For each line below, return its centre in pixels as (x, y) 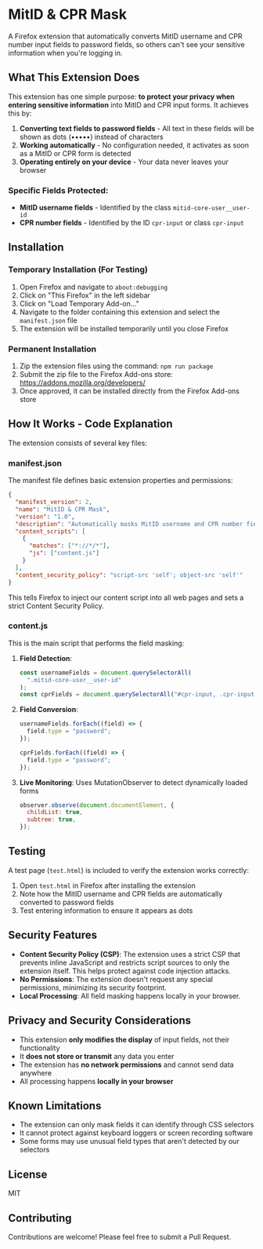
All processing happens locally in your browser (96, 1081)
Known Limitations (55, 1106)
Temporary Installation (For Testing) (78, 270)
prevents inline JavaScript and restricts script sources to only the (124, 962)
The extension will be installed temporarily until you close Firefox (124, 328)
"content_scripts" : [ (50, 531)
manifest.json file (48, 320)
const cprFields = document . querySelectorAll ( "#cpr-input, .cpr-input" (139, 695)
